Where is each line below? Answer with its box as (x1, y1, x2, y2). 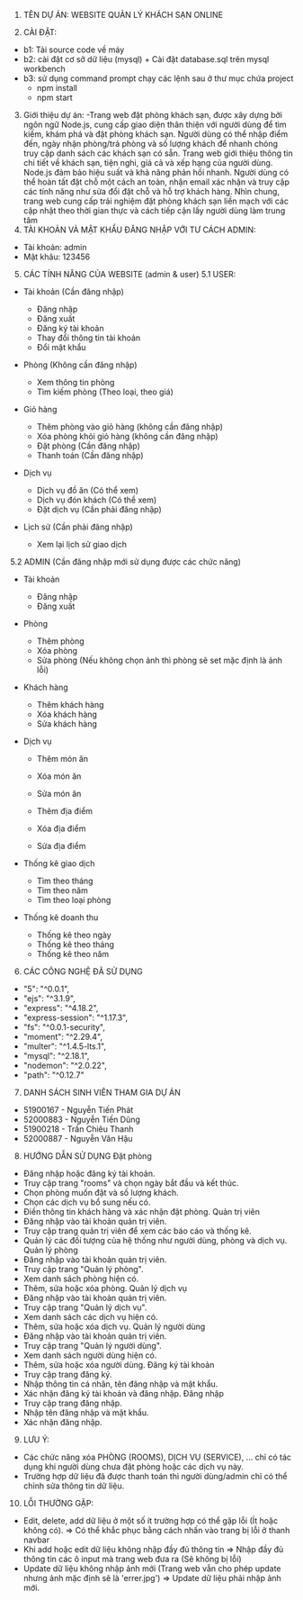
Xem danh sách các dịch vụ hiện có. (22, 1312, 158, 1322)
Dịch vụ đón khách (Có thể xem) (36, 494, 157, 505)
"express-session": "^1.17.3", (22, 1012, 129, 1023)
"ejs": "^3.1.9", (22, 993, 76, 1004)
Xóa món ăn (36, 771, 82, 782)
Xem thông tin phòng (36, 377, 115, 387)
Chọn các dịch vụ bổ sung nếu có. (22, 1197, 151, 1207)
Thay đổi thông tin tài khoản (36, 332, 141, 343)
